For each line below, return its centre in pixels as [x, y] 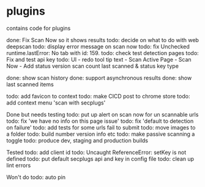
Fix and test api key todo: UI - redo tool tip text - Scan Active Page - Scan [99, 59]
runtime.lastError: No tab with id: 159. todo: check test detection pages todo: [102, 53]
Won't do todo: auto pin [36, 177]
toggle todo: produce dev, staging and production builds [77, 140]
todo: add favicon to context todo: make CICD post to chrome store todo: [98, 96]
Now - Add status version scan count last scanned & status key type [93, 66]
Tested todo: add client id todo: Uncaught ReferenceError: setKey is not [96, 152]
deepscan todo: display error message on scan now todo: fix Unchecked [98, 46]
